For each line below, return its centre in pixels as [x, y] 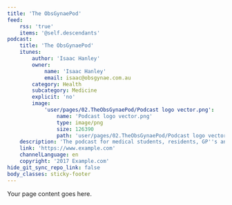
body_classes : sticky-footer [49, 174]
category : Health [57, 84]
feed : [15, 20]
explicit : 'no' [54, 97]
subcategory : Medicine [65, 90]
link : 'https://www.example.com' [68, 148]
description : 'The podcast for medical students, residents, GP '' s [118, 142]
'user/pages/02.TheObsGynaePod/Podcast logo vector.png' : [129, 110]
